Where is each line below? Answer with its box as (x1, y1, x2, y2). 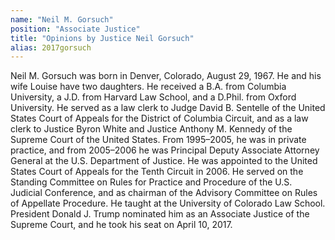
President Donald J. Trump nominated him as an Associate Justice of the (10, 208, 310, 220)
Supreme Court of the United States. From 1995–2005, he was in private (10, 134, 307, 146)
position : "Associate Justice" (10, 24, 141, 34)
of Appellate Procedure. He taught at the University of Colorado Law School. (10, 197, 326, 210)
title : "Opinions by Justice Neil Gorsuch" (10, 33, 195, 43)
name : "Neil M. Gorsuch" (10, 14, 114, 25)
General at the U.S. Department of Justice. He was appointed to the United (10, 155, 318, 167)
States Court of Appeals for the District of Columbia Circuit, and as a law (10, 112, 309, 125)
